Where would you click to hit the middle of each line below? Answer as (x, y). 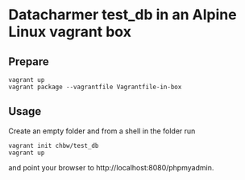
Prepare (29, 61)
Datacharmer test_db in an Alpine (122, 15)
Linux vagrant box (70, 32)
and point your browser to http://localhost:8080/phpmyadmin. (111, 167)
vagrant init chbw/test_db (54, 145)
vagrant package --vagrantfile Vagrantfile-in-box (95, 87)
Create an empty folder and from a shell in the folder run (102, 131)
